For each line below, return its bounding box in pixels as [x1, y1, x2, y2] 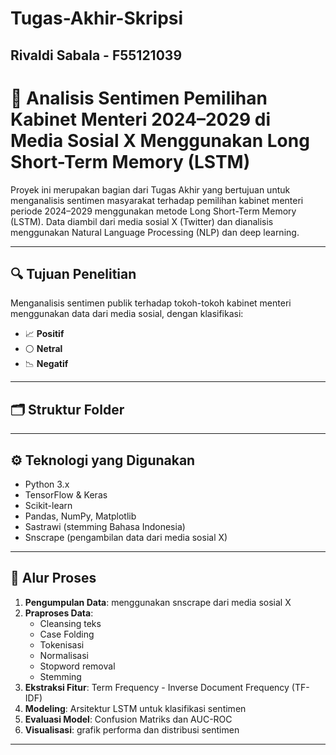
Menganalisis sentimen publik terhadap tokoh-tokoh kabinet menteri [10, 297, 292, 309]
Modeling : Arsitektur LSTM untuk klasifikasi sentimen [24, 702, 247, 714]
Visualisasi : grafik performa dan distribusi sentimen [24, 723, 240, 736]
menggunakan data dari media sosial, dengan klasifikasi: [10, 308, 244, 320]
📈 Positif [24, 328, 65, 340]
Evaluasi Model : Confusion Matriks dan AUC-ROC [24, 713, 233, 725]
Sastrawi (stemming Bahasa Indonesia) [24, 520, 186, 532]
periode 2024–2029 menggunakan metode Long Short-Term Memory [10, 205, 297, 217]
